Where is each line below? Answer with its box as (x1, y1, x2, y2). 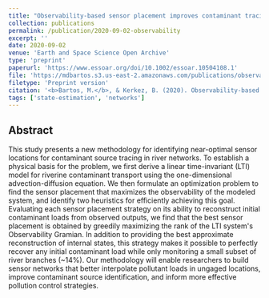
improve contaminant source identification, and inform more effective (8, 272, 237, 282)
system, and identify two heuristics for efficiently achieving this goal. (8, 195, 235, 205)
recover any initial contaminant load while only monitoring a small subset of (8, 247, 257, 256)
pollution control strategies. (8, 281, 98, 291)
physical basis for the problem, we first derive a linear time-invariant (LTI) (8, 162, 251, 171)
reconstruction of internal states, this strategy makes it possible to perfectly (8, 238, 259, 248)
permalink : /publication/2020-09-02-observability (8, 26, 181, 34)
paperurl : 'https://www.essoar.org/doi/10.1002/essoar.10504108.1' (8, 64, 239, 72)
